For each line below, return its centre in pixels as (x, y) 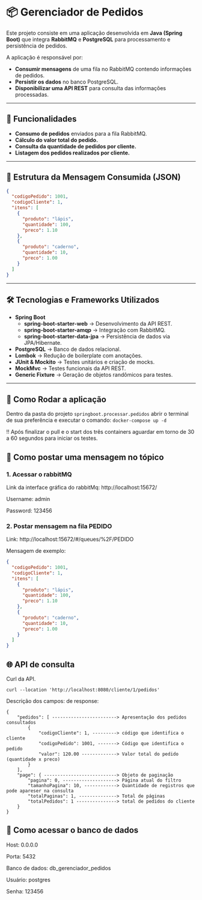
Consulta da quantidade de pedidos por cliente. (75, 146)
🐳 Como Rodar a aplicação (56, 399)
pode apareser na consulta (40, 791)
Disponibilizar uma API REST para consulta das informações (90, 88)
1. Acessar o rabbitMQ (39, 474)
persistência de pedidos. (37, 46)
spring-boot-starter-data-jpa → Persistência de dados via (97, 336)
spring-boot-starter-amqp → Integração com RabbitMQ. (95, 330)
